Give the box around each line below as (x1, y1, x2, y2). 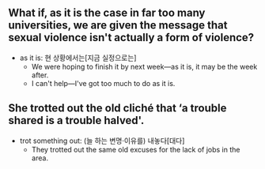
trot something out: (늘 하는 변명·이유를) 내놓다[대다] (19, 136, 185, 145)
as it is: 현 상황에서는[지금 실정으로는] (19, 53, 137, 62)
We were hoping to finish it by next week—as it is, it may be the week (31, 62, 258, 71)
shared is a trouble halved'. (8, 114, 145, 127)
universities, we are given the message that (8, 19, 228, 32)
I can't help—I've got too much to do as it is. (31, 78, 176, 88)
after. (31, 70, 49, 80)
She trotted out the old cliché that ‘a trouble (8, 102, 227, 115)
